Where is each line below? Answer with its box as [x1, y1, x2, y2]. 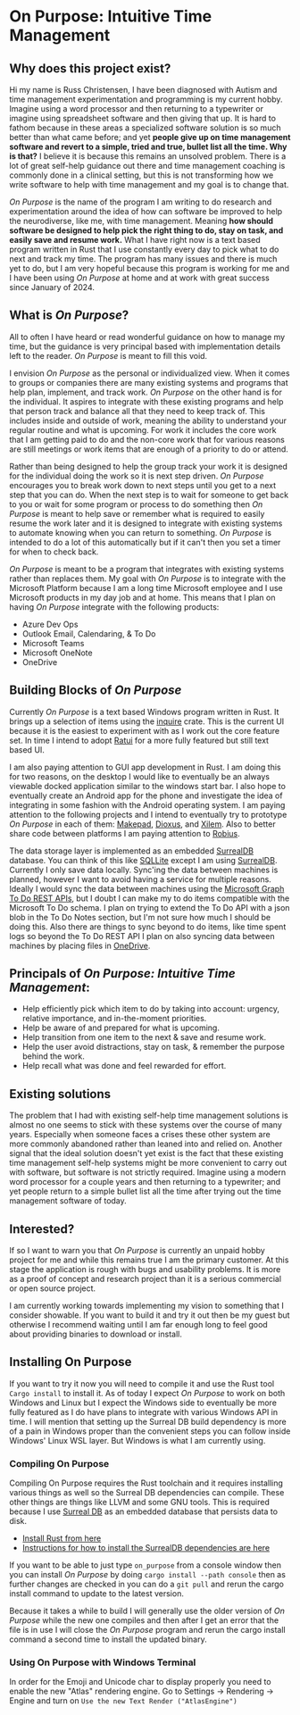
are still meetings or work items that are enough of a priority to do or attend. [9, 444, 288, 454]
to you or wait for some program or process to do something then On [9, 498, 263, 510]
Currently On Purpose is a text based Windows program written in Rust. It [9, 706, 279, 717]
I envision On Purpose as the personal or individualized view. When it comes [9, 368, 290, 379]
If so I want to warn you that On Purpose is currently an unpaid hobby [9, 1245, 265, 1256]
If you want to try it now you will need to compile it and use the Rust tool [9, 1378, 275, 1389]
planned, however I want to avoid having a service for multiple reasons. [9, 873, 272, 885]
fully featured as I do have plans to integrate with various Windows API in [9, 1406, 279, 1417]
